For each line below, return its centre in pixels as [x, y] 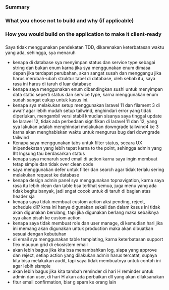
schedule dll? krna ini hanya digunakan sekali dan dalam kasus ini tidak [86, 207]
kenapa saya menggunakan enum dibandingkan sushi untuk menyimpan [88, 89]
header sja [23, 196]
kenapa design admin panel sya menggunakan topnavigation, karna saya [88, 180]
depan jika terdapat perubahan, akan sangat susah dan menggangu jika [87, 73]
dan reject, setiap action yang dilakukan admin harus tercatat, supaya [85, 255]
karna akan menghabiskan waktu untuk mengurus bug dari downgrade [86, 132]
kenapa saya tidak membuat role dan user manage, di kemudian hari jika [88, 223]
